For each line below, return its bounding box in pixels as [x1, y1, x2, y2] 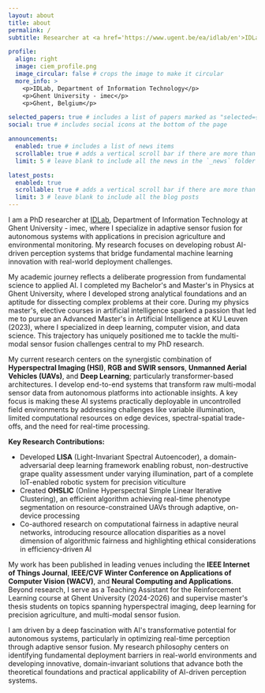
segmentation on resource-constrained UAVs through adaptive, [19, 503, 226, 511]
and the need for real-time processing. [24, 421, 150, 431]
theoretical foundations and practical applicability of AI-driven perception [8, 668, 247, 676]
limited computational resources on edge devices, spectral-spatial [8, 414, 223, 422]
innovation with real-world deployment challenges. [8, 257, 174, 266]
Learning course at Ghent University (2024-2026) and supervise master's [8, 594, 248, 602]
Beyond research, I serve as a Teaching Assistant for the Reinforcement [8, 585, 241, 594]
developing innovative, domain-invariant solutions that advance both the [8, 659, 243, 668]
